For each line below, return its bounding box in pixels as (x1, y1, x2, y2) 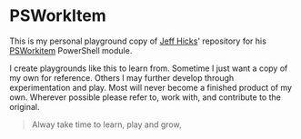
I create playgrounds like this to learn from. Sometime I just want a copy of (9, 63, 288, 74)
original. (9, 101, 40, 112)
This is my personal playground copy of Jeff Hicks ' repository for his (9, 35, 266, 46)
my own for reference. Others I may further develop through (9, 72, 235, 83)
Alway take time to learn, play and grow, (31, 119, 182, 130)
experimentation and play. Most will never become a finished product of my (9, 82, 293, 93)
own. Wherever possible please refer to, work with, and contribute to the (9, 92, 282, 103)
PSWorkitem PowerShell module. (9, 45, 133, 55)
